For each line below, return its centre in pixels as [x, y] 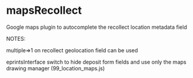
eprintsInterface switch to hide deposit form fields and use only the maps [96, 62]
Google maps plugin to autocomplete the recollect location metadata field [96, 27]
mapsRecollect [44, 10]
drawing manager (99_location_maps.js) [56, 68]
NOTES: [16, 38]
